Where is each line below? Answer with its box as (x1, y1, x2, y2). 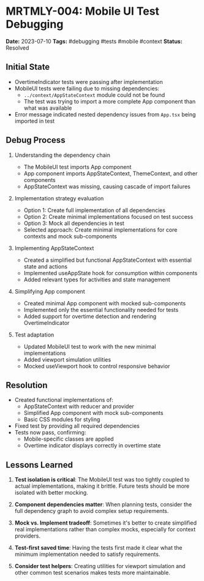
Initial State (6, 62, 50, 72)
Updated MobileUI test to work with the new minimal (23, 343, 156, 350)
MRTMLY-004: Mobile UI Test (6, 4, 160, 18)
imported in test (14, 117, 55, 124)
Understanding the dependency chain (14, 151, 111, 159)
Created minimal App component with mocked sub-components (23, 299, 186, 307)
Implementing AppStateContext (14, 244, 94, 252)
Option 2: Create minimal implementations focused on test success (23, 213, 194, 220)
